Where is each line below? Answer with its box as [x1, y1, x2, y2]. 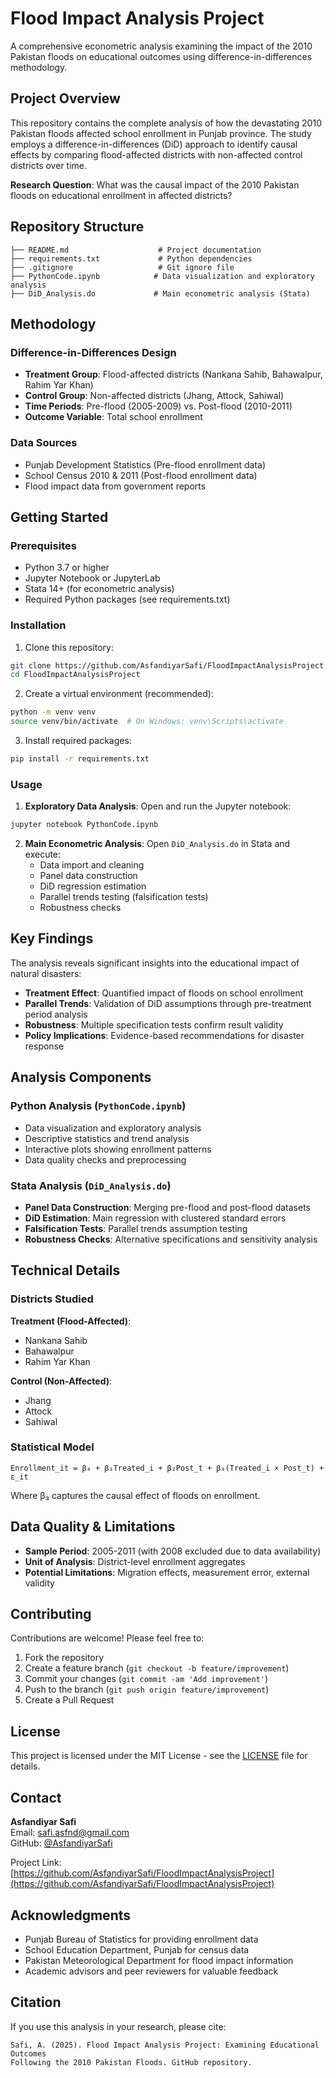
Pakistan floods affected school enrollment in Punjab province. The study [10, 127, 312, 139]
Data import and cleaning [39, 859, 145, 871]
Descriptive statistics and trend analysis [24, 1132, 190, 1144]
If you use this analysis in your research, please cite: [10, 2020, 227, 2032]
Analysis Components [10, 1069, 152, 1086]
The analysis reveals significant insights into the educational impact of [10, 957, 300, 969]
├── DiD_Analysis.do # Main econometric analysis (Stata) [10, 288, 311, 299]
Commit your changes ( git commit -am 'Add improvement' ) [24, 1673, 269, 1685]
